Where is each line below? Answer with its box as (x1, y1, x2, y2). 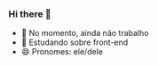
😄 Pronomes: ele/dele (20, 47, 104, 57)
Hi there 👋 (8, 8, 52, 20)
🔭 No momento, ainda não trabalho (20, 28, 149, 39)
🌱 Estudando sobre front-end (20, 37, 129, 47)
